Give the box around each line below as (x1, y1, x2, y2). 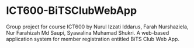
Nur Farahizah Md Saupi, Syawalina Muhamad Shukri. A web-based (6, 29, 169, 36)
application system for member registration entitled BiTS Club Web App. (6, 35, 180, 42)
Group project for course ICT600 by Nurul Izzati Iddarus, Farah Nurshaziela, (6, 23, 189, 30)
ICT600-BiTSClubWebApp (6, 4, 137, 17)
